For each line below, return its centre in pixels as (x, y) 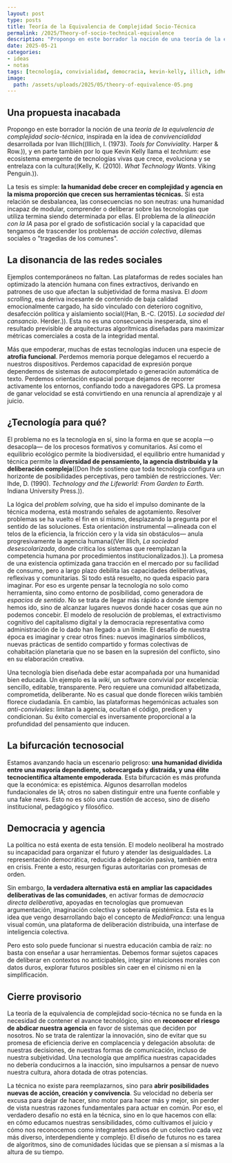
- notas (18, 65)
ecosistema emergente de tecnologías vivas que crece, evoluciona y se (109, 159)
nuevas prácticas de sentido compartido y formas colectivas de (98, 644)
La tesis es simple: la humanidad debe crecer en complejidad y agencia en (115, 187)
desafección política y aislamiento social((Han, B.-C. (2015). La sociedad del (116, 313)
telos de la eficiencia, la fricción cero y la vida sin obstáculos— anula (105, 534)
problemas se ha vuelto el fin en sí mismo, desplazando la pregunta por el (112, 519)
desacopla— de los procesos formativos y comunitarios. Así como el (105, 446)
